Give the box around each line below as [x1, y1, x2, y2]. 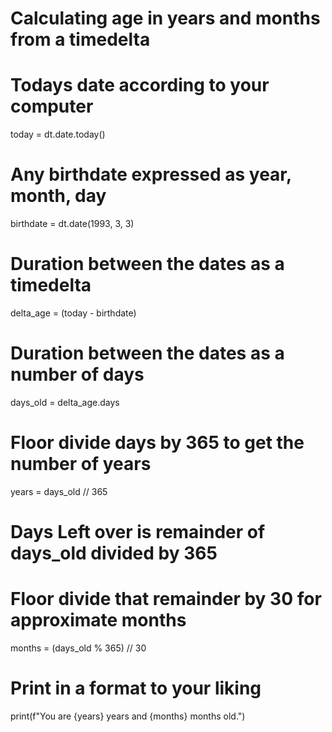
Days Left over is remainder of [10, 521, 266, 544]
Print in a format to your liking [10, 677, 262, 700]
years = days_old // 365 [10, 485, 108, 497]
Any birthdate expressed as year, [10, 163, 292, 186]
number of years [10, 453, 152, 476]
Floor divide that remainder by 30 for [10, 588, 322, 611]
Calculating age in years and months [10, 7, 321, 30]
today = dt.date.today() [10, 128, 106, 141]
